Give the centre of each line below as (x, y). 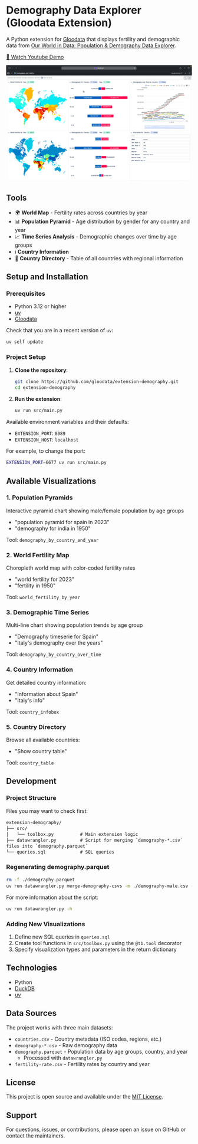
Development (32, 781)
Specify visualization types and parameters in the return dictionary (95, 949)
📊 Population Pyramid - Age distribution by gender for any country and (102, 221)
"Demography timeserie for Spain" (57, 637)
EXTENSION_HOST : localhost (47, 440)
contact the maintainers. (36, 1136)
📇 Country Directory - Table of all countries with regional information (99, 258)
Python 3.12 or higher (40, 306)
